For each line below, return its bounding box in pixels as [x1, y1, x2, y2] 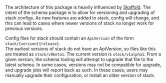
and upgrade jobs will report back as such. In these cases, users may [5, 67, 148, 73]
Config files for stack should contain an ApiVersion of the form [5, 35, 134, 41]
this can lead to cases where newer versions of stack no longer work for [5, 20, 154, 26]
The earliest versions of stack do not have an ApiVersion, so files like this [5, 46, 156, 51]
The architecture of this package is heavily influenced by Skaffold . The [5, 4, 151, 10]
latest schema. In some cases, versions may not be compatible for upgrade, [5, 62, 161, 67]
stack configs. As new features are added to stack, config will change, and [5, 15, 159, 20]
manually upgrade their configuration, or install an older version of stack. [5, 72, 155, 78]
